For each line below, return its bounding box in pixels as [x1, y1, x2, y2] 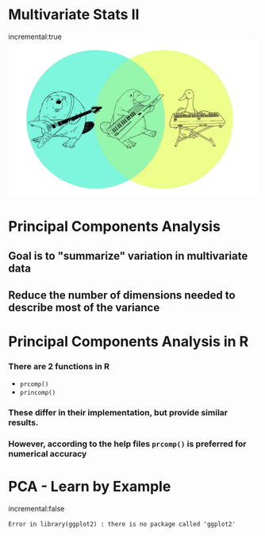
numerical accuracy [8, 449, 87, 460]
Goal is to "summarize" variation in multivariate [8, 249, 248, 263]
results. [8, 417, 39, 428]
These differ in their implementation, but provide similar [8, 407, 229, 418]
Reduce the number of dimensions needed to [8, 288, 236, 302]
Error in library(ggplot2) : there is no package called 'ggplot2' [8, 520, 236, 529]
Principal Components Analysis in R [8, 333, 249, 351]
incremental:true [8, 32, 62, 41]
